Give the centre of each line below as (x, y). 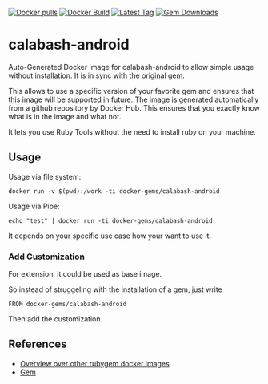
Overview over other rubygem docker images (94, 363)
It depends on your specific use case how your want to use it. (110, 236)
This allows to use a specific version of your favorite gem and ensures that (131, 91)
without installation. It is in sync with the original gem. (97, 75)
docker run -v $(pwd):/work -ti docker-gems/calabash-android (114, 191)
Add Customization (47, 257)
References (38, 344)
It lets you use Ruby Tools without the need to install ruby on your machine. (132, 131)
